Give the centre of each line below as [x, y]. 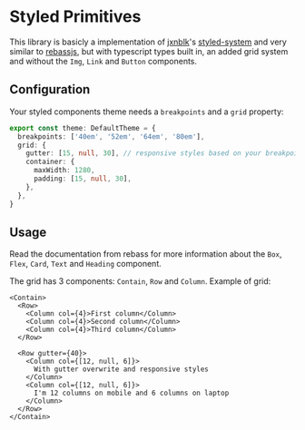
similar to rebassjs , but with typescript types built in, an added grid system [149, 51]
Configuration [50, 89]
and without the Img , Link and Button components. [103, 61]
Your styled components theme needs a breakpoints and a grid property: [147, 112]
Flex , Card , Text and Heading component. [85, 264]
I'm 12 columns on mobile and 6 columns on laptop [131, 393]
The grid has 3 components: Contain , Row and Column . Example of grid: [140, 281]
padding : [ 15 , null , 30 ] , [82, 179]
